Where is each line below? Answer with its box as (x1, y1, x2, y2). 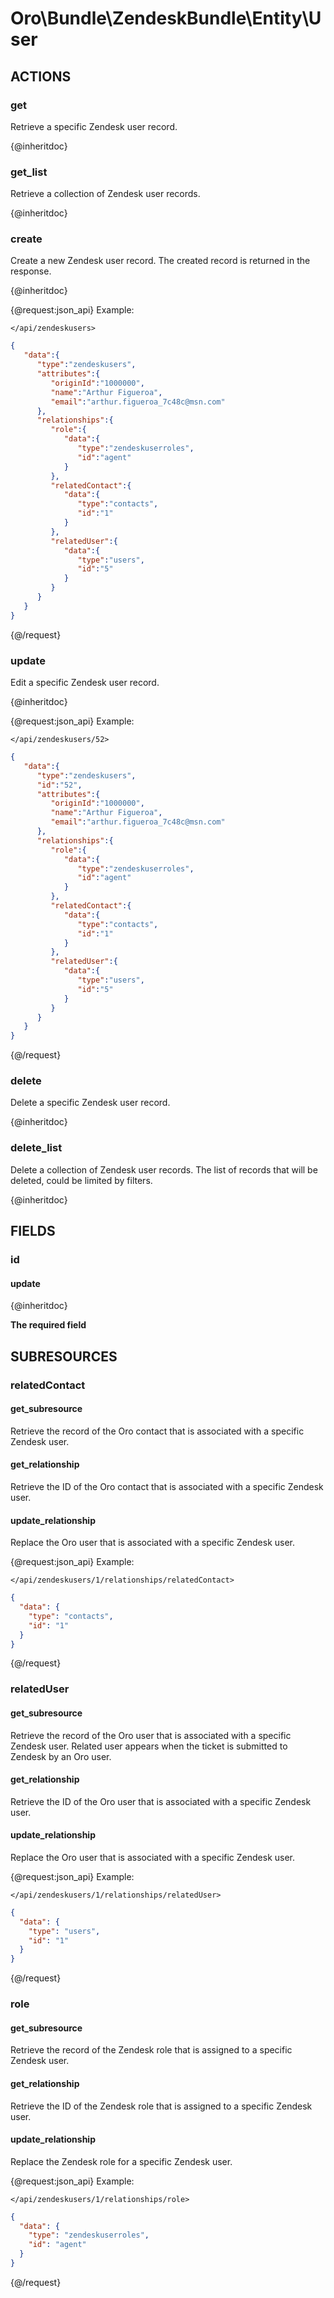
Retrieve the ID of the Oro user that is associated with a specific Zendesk (10, 1795, 312, 1807)
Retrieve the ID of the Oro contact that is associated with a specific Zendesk (10, 1480, 324, 1492)
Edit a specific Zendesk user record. (10, 677, 160, 689)
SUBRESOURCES (10, 1348, 118, 1365)
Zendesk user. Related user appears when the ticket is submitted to (10, 1740, 288, 1752)
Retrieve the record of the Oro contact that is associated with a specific (10, 1425, 305, 1437)
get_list (10, 165, 48, 179)
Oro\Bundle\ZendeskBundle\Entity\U (10, 7, 322, 30)
